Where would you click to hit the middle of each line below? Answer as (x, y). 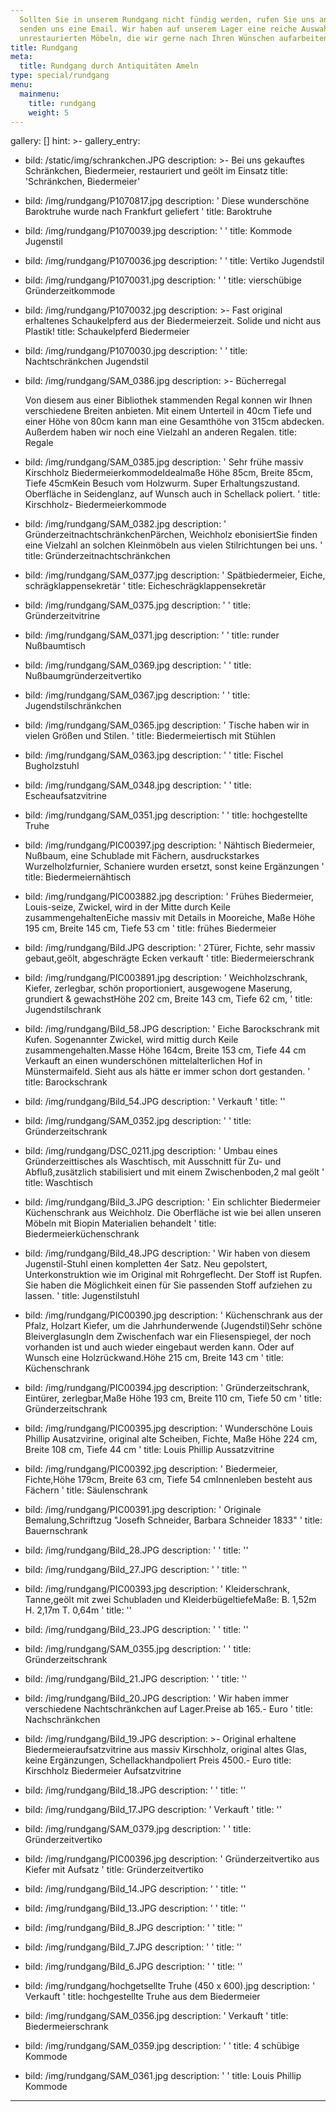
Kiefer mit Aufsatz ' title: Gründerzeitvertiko (114, 1870)
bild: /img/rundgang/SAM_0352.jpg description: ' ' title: (138, 1121)
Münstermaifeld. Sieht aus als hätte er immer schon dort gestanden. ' (167, 1072)
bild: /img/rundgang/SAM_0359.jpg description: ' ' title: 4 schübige (162, 2046)
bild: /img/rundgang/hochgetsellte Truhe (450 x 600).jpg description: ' (170, 1986)
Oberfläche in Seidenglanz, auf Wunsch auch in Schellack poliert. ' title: (172, 494)
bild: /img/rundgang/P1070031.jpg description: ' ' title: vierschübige (163, 280)
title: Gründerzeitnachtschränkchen (97, 556)
